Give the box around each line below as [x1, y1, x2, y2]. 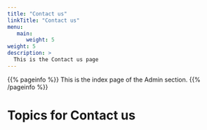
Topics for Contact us [7, 107, 135, 123]
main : [16, 30, 33, 37]
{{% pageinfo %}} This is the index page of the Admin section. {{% [7, 75, 201, 84]
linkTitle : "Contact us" [7, 17, 80, 24]
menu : [7, 23, 23, 30]
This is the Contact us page [13, 56, 99, 63]
